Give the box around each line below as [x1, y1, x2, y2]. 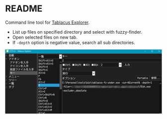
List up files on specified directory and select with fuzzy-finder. [12, 29, 143, 35]
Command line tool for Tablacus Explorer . [5, 19, 90, 25]
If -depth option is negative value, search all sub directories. [12, 39, 135, 45]
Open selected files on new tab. [12, 34, 78, 40]
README [5, 3, 43, 14]
